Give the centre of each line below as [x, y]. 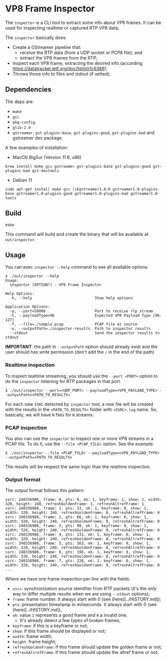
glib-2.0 [21, 127]
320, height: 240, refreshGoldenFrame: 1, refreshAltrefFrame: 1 [74, 504]
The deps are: [19, 101]
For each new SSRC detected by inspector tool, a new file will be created [79, 404]
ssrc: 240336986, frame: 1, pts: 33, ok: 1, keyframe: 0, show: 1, [77, 508]
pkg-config [24, 122]
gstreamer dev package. [38, 137]
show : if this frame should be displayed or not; [59, 631]
